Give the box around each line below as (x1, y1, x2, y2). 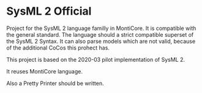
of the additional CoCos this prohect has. (6, 44, 110, 51)
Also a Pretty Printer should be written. (6, 80, 104, 87)
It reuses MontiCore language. (6, 67, 83, 75)
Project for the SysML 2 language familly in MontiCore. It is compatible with (6, 24, 196, 32)
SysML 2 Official (6, 4, 92, 18)
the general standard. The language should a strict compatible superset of (6, 31, 194, 38)
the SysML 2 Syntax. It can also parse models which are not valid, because (6, 37, 196, 45)
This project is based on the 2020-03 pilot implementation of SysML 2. (6, 56, 185, 63)
